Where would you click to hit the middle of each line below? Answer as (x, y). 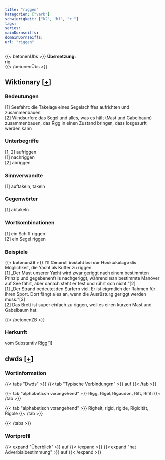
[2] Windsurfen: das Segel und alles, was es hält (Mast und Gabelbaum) (79, 118)
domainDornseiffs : (24, 38)
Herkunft (16, 332)
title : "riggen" (22, 10)
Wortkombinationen (30, 223)
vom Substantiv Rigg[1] (29, 343)
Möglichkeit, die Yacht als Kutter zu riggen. (49, 267)
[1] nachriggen (20, 157)
